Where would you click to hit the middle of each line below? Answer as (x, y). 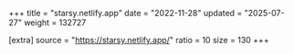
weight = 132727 (55, 22)
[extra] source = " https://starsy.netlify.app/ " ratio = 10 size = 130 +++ (139, 40)
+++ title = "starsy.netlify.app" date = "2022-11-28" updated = (126, 13)
